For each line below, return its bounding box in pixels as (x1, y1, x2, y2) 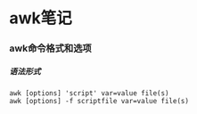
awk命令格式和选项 (9, 42, 92, 54)
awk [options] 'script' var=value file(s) (9, 89, 169, 98)
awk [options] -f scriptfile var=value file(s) (9, 97, 190, 106)
